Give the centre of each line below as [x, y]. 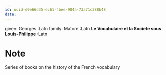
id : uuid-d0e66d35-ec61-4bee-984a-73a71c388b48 [56, 10]
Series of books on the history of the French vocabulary [63, 67]
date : [11, 14]
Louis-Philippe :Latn [26, 34]
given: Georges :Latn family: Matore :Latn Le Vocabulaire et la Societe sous [83, 28]
